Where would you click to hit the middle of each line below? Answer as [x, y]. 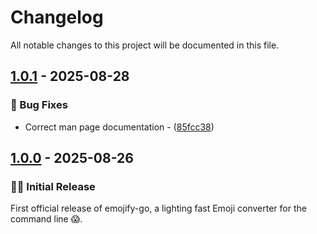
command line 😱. [46, 219]
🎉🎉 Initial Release [53, 186]
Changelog [57, 17]
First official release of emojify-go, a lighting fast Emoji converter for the [158, 208]
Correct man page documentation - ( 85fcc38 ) [119, 127]
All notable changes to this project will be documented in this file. [145, 45]
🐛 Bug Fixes [39, 105]
